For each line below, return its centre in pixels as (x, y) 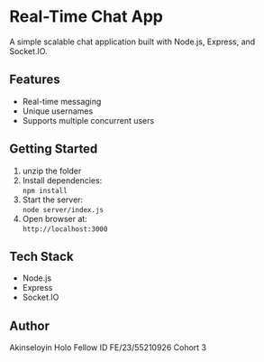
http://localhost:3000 (65, 229)
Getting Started (54, 149)
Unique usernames (58, 111)
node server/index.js (63, 209)
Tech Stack (41, 256)
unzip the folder (52, 171)
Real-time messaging (62, 101)
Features (35, 80)
